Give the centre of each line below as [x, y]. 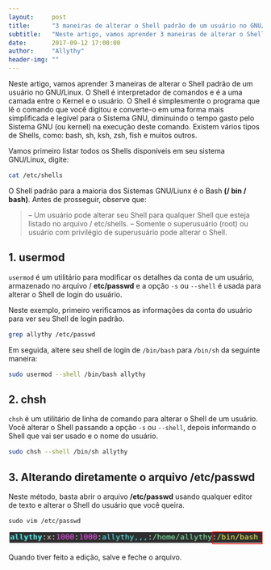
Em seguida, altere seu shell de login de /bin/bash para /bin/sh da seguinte [134, 350]
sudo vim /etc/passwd [45, 521]
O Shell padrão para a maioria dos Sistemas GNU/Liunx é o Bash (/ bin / [127, 191]
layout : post [38, 17]
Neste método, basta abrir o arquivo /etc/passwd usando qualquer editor [131, 496]
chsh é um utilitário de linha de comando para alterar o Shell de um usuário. [133, 419]
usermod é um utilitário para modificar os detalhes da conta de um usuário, [131, 277]
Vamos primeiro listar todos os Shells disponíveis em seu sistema [117, 151]
